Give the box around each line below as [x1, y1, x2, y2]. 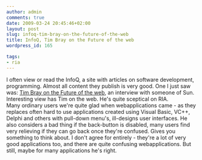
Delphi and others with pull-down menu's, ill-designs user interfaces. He [6, 115, 188, 122]
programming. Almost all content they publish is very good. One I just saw [6, 82, 191, 90]
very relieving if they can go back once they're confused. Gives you [6, 127, 176, 135]
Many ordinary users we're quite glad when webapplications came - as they [6, 101, 196, 109]
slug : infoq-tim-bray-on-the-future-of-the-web [6, 32, 129, 38]
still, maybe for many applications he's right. [6, 147, 117, 154]
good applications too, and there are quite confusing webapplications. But [6, 140, 191, 147]
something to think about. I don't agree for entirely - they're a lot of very [6, 134, 186, 141]
